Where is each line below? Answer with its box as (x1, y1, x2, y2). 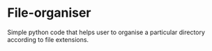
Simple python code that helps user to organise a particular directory (7, 28, 206, 36)
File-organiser (7, 5, 92, 21)
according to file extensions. (7, 35, 89, 43)
